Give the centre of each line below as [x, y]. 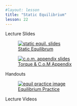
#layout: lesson [22, 10]
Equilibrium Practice [39, 89]
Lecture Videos [21, 99]
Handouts [15, 74]
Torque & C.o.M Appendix [45, 64]
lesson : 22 [17, 19]
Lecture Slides [20, 34]
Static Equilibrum [36, 49]
